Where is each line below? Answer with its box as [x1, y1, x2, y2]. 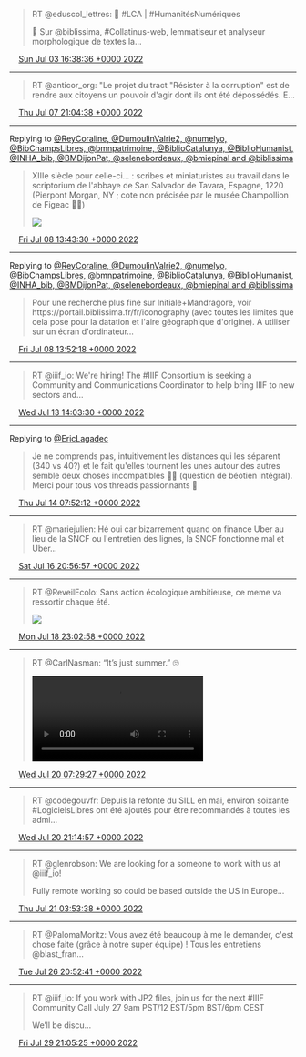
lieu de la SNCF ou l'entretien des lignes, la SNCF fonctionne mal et [31, 534, 285, 544]
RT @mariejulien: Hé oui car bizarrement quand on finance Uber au [31, 523, 285, 534]
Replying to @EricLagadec [9, 433, 109, 443]
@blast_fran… [31, 949, 85, 960]
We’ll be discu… [31, 1020, 92, 1031]
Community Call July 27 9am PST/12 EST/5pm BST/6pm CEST [31, 1002, 265, 1012]
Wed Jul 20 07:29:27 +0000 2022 [17, 769, 147, 779]
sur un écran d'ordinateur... [31, 326, 135, 337]
